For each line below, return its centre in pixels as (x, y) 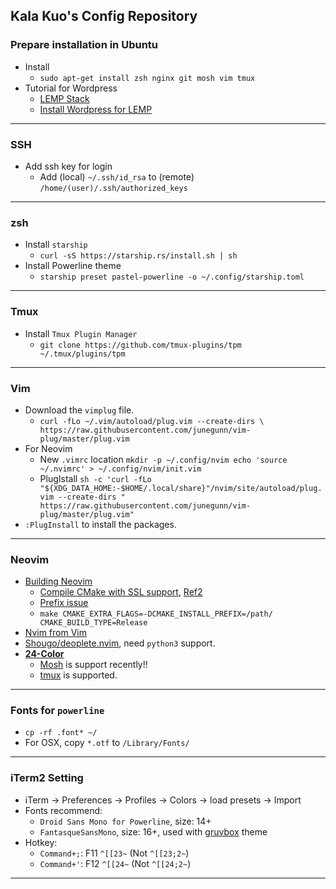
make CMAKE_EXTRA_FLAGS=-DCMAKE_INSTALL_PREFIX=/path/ (156, 614)
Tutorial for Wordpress (71, 88)
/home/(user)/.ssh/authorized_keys (113, 188)
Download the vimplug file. (79, 410)
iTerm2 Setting (47, 778)
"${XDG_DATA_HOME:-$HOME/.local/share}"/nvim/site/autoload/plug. (181, 488)
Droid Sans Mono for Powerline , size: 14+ (125, 821)
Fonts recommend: (63, 810)
